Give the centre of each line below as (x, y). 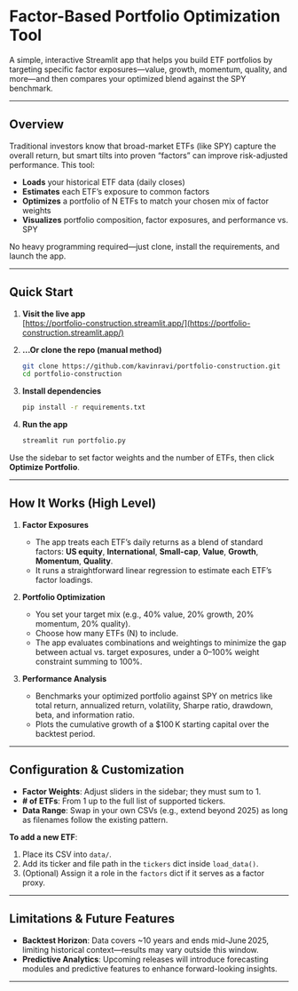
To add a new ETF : (43, 836)
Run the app (45, 425)
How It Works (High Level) (83, 503)
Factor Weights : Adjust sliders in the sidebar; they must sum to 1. (141, 791)
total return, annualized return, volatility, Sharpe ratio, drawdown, (154, 705)
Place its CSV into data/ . (67, 854)
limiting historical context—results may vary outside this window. (140, 949)
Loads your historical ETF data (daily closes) (104, 182)
